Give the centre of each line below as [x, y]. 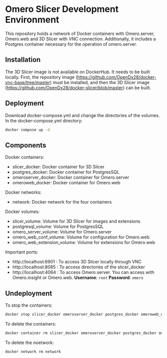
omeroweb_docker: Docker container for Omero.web [66, 183]
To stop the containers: [29, 305]
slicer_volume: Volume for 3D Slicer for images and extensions [76, 221]
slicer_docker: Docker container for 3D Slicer [58, 167]
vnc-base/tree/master [28, 82]
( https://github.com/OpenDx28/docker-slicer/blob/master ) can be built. [78, 88]
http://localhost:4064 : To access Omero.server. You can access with [83, 272]
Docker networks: [23, 192]
